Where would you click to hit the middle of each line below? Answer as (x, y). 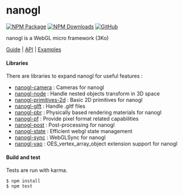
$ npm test (19, 186)
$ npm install (23, 181)
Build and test (23, 157)
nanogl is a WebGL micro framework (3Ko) (57, 38)
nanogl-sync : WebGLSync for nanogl (60, 138)
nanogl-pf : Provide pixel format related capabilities (77, 119)
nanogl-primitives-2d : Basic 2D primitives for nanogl (78, 100)
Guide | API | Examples (34, 49)
